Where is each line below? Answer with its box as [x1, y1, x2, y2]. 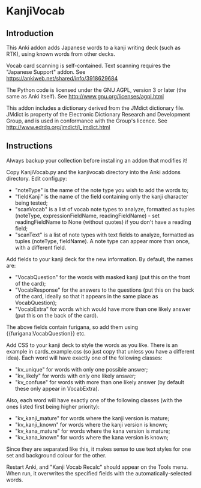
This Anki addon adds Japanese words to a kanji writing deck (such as [6, 44, 181, 51]
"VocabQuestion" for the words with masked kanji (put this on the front [14, 273, 191, 280]
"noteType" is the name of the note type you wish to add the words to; [14, 186, 189, 193]
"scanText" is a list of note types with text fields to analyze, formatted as [14, 231, 194, 238]
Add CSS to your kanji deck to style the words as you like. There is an [6, 341, 178, 349]
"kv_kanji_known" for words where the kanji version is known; [14, 421, 168, 428]
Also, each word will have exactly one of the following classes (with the [6, 396, 182, 403]
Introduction [6, 28, 54, 38]
